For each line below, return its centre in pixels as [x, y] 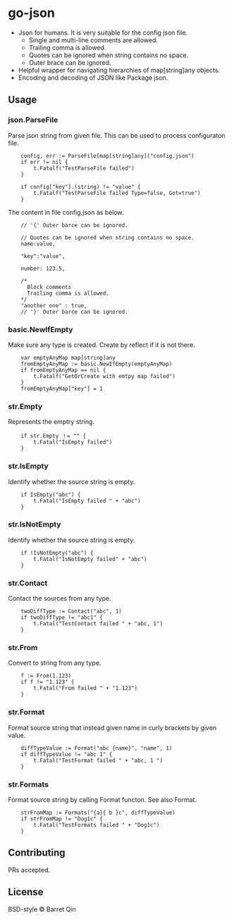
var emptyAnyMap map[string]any [68, 358]
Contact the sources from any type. [60, 598]
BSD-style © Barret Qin [42, 909]
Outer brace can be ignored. [70, 62]
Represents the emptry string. [51, 422]
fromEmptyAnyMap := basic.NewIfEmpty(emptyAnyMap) [97, 364]
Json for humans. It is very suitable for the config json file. [103, 33]
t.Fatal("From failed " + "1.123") [86, 688]
